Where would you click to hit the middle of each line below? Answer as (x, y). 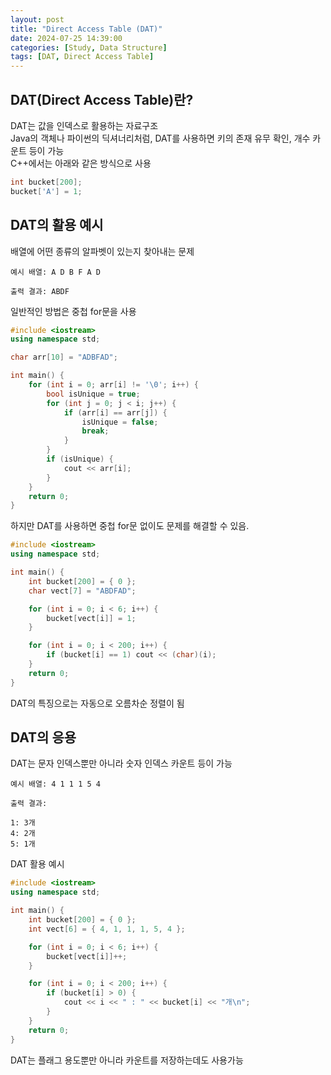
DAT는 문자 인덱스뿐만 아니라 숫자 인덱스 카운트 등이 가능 (121, 763)
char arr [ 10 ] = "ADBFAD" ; (64, 357)
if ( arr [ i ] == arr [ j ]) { (115, 412)
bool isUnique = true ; (93, 394)
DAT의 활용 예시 (57, 225)
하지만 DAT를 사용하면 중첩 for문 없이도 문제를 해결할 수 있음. (130, 526)
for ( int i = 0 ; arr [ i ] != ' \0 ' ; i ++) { (113, 385)
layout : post (37, 19)
